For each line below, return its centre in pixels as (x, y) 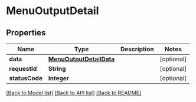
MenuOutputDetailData (81, 59)
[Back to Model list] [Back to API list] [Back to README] (74, 93)
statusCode (26, 78)
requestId (23, 69)
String (57, 69)
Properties (26, 33)
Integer (59, 78)
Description (137, 49)
